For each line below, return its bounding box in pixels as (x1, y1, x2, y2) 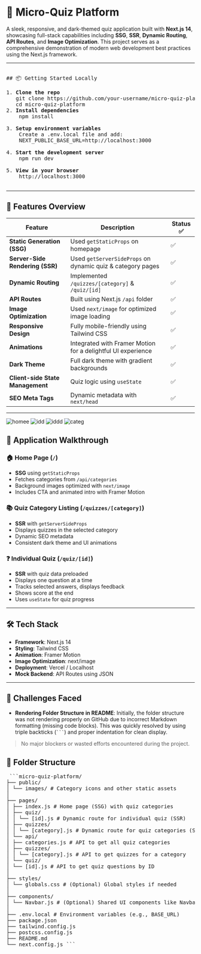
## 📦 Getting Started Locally (6, 74, 98, 82)
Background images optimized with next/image (14, 482, 130, 490)
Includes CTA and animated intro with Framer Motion (14, 488, 145, 496)
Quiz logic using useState (70, 377, 142, 386)
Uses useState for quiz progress (14, 596, 95, 603)
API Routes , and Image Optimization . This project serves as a (6, 38, 160, 45)
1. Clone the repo (6, 89, 60, 95)
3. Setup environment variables (6, 125, 101, 131)
